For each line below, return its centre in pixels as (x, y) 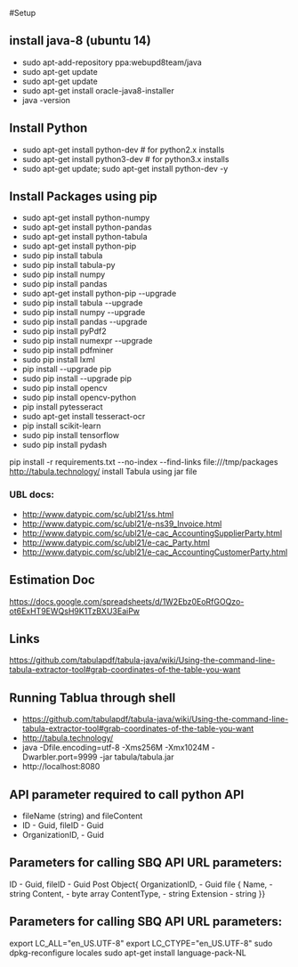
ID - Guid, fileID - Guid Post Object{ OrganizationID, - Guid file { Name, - (141, 884)
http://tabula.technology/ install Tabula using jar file (103, 472)
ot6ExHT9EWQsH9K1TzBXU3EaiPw (75, 611)
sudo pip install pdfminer (68, 350)
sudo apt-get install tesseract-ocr (84, 417)
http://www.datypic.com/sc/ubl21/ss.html (98, 514)
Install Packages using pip (83, 196)
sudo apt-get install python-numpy (86, 218)
